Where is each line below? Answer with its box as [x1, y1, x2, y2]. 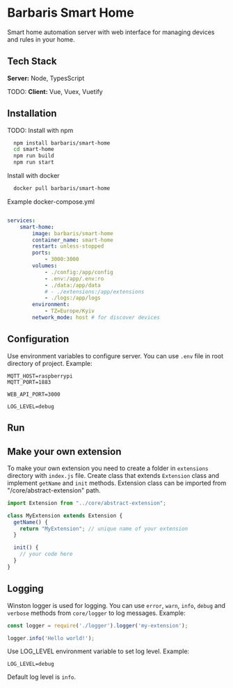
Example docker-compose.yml [7, 197, 95, 206]
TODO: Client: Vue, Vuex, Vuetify [7, 87, 103, 95]
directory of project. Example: [7, 359, 93, 367]
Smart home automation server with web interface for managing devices [7, 28, 215, 36]
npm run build [13, 152, 54, 159]
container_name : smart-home [32, 237, 113, 243]
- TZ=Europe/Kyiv [44, 307, 95, 314]
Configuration [7, 333, 70, 345]
